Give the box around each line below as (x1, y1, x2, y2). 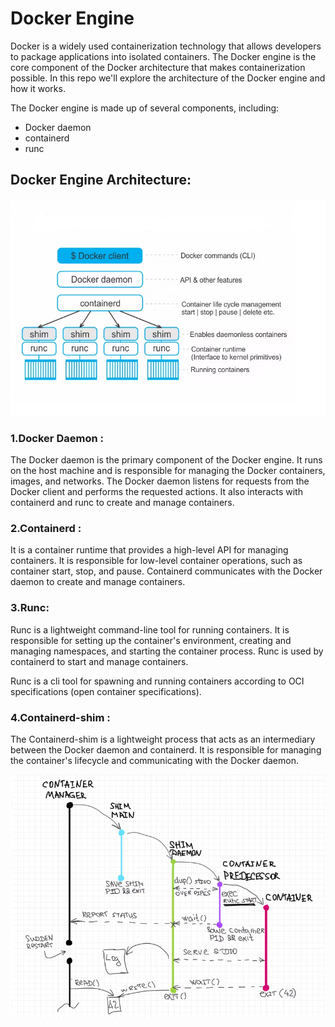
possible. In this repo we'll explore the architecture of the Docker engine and (10, 72, 326, 84)
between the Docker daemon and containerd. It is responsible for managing (10, 744, 322, 756)
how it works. (10, 82, 66, 94)
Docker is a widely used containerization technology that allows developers (10, 40, 322, 52)
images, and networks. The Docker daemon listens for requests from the (10, 475, 310, 487)
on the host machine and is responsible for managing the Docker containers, (10, 465, 326, 477)
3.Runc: (10, 601, 50, 615)
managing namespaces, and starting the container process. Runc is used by (10, 645, 324, 657)
